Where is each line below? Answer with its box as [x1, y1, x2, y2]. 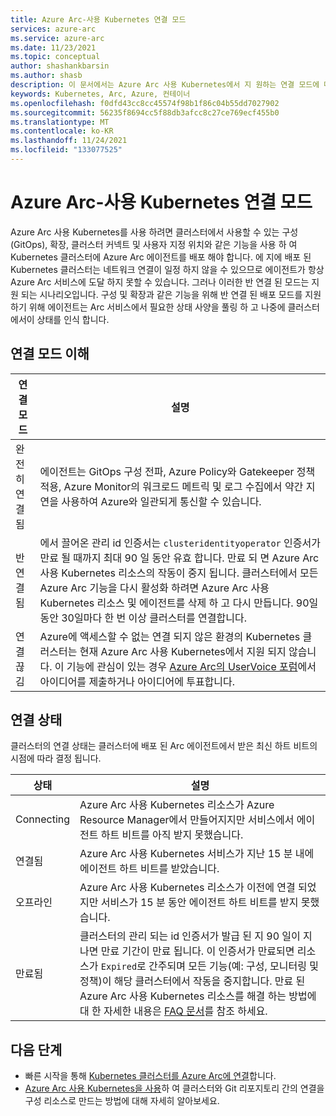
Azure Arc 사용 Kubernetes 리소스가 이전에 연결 [79, 881, 296, 895]
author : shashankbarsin [10, 61, 110, 71]
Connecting [15, 812, 71, 826]
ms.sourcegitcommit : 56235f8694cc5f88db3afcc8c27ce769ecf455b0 [10, 107, 280, 118]
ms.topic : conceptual [10, 52, 101, 62]
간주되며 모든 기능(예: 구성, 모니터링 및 [148, 959, 319, 973]
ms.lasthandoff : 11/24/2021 [10, 136, 128, 146]
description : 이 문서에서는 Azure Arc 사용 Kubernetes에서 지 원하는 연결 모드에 [10, 80, 320, 90]
